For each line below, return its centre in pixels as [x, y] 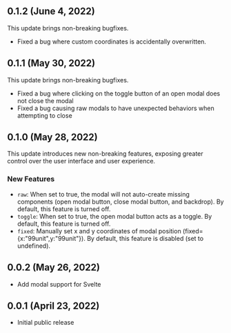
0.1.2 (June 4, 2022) [51, 11]
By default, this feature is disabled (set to [145, 238]
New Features [31, 179]
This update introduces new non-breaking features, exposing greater [105, 154]
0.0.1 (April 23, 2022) [53, 306]
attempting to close [44, 115]
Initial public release [46, 323]
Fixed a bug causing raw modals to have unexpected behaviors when [116, 108]
